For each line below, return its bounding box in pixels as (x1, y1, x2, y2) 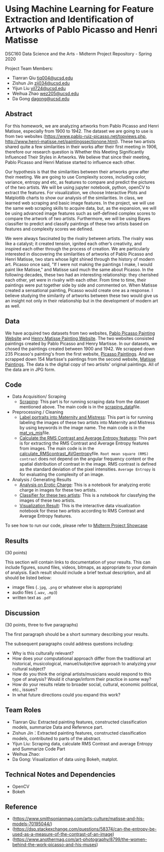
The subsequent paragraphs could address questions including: (5, 641, 134, 647)
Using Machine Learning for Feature (5, 3, 154, 15)
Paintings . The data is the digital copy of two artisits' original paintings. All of (5, 361, 159, 367)
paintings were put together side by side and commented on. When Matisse (5, 282, 158, 288)
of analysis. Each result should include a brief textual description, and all (5, 570, 151, 576)
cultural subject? (12, 666, 46, 672)
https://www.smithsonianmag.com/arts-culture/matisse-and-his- (14, 816, 145, 822)
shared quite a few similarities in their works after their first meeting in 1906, (5, 143, 158, 150)
